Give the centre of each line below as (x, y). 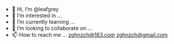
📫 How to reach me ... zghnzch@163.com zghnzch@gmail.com (90, 35)
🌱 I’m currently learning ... (43, 22)
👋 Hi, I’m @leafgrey (35, 9)
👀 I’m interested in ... (37, 15)
